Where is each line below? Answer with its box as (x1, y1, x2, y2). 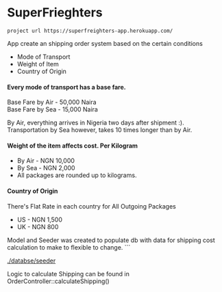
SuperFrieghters (7, 5, 103, 21)
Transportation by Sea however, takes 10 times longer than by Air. (7, 126, 193, 134)
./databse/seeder (7, 256, 56, 265)
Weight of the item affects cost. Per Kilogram (7, 142, 138, 150)
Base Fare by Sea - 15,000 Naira (7, 105, 98, 114)
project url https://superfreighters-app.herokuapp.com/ (7, 27, 173, 34)
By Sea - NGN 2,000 (16, 164, 75, 172)
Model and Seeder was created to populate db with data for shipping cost (7, 236, 216, 244)
